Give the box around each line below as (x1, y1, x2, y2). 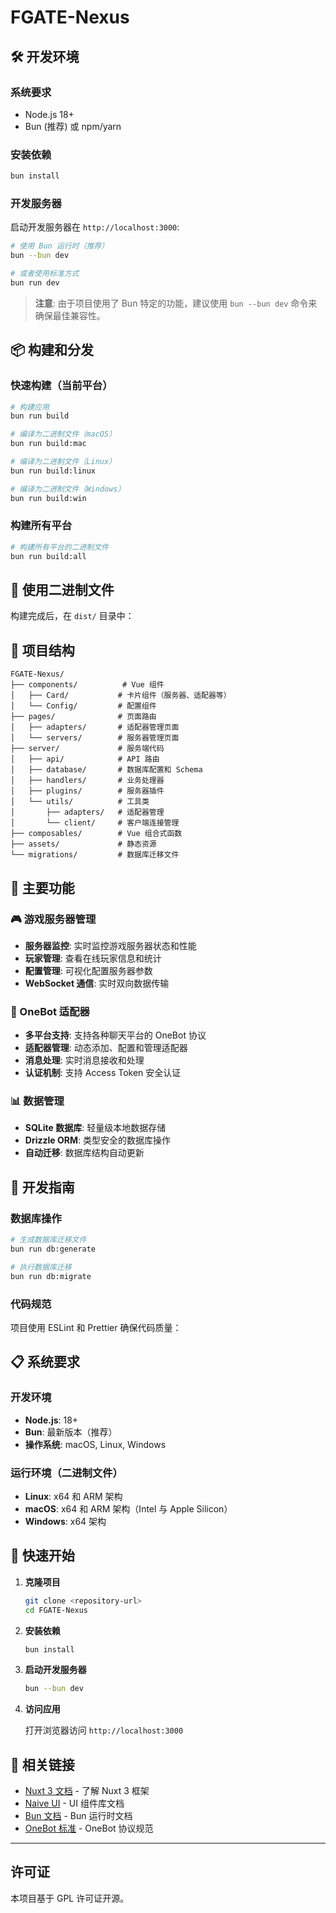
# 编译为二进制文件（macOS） (10, 429, 117, 440)
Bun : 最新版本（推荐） (24, 1426, 118, 1438)
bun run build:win (10, 493, 87, 503)
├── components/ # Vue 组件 (10, 680, 165, 690)
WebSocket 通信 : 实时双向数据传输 (24, 977, 170, 989)
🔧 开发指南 (10, 1179, 75, 1196)
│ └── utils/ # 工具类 (10, 797, 150, 807)
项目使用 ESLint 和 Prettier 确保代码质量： (10, 1321, 182, 1333)
